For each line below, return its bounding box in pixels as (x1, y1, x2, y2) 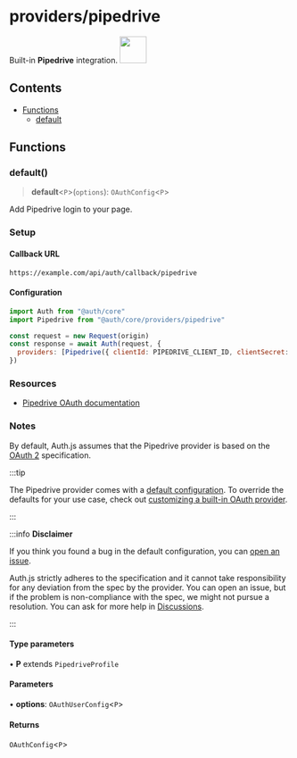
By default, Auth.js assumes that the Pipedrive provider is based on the (9, 440, 270, 451)
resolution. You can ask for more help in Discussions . (9, 601, 204, 612)
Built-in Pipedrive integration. (9, 54, 119, 65)
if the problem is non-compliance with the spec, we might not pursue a (9, 591, 270, 602)
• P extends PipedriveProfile (9, 658, 119, 669)
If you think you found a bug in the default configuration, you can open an (9, 546, 281, 556)
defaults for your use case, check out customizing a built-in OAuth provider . (9, 494, 288, 504)
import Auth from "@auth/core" (9, 306, 126, 316)
